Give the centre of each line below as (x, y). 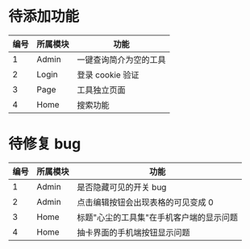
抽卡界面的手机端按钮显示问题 (134, 232)
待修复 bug (45, 144)
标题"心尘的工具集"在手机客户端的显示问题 (157, 217)
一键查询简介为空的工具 (122, 60)
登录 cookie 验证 (108, 75)
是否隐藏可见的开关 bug (122, 187)
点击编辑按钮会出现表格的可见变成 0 (145, 202)
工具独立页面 (102, 89)
